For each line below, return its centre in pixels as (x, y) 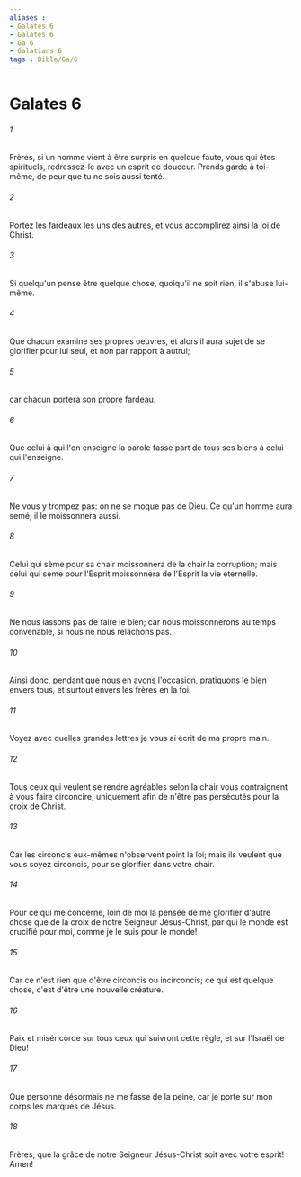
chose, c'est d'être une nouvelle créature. (87, 990)
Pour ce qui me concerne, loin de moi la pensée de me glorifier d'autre (140, 913)
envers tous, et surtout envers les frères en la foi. (100, 690)
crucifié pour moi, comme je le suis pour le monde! (103, 932)
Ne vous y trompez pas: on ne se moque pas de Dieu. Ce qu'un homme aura (151, 506)
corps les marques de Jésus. (63, 1106)
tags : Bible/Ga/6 (44, 59)
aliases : (28, 18)
